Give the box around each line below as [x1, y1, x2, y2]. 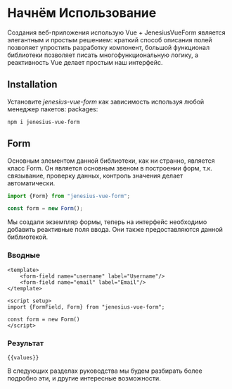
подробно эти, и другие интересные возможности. [7, 373, 162, 382]
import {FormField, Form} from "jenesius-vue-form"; [7, 303, 165, 311]
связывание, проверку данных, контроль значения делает [7, 171, 183, 180]
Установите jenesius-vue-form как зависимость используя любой [7, 97, 205, 106]
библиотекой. [7, 233, 49, 241]
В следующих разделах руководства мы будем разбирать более [7, 366, 202, 375]
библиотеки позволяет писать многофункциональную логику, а [7, 51, 199, 59]
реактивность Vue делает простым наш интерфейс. [7, 58, 163, 66]
